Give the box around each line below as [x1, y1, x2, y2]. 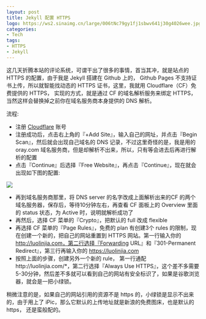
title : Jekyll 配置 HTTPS [6, 15, 71, 21]
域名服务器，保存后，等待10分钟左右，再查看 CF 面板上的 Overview [15, 201, 186, 208]
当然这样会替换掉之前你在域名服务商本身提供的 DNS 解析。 [6, 97, 155, 104]
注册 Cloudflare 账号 [15, 123, 67, 130]
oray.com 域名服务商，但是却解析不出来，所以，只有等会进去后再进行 [15, 146, 191, 153]
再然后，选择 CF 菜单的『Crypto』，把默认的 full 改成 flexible [15, 216, 167, 223]
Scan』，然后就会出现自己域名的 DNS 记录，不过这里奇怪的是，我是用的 [15, 138, 196, 146]
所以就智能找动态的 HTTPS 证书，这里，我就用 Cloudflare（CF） [27, 81, 191, 89]
